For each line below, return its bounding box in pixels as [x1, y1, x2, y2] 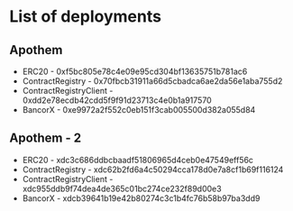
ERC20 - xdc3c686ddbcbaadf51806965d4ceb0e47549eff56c [22, 154, 254, 165]
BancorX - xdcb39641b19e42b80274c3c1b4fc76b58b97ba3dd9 [22, 192, 261, 204]
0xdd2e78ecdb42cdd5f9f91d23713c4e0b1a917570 [22, 95, 212, 105]
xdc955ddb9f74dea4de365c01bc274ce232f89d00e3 [22, 183, 223, 194]
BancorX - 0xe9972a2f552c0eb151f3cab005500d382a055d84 [22, 105, 256, 115]
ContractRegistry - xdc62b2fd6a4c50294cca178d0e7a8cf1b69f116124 [22, 164, 284, 175]
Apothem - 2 [9, 131, 82, 146]
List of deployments [9, 6, 162, 27]
